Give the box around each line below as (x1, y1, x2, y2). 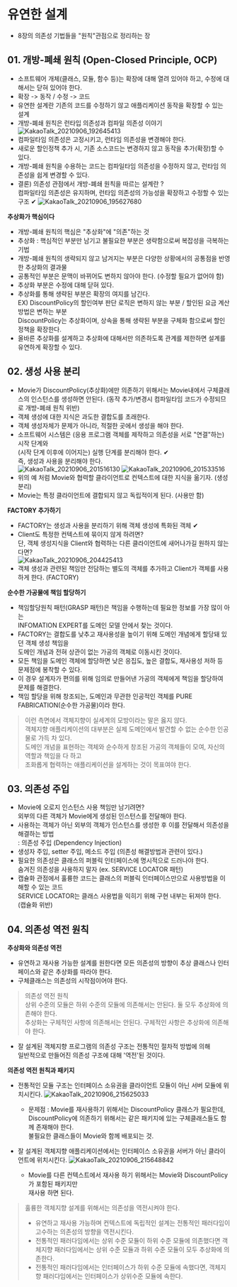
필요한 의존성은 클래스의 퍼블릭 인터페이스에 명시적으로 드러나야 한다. (17, 856, 209, 865)
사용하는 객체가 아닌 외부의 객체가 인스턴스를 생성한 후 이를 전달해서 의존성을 (17, 821, 230, 829)
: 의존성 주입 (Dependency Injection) (17, 838, 122, 847)
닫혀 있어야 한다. (36, 83, 83, 92)
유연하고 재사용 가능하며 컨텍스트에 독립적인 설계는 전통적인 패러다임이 (35, 1219, 231, 1227)
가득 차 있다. (37, 733, 72, 742)
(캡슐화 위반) (17, 901, 53, 909)
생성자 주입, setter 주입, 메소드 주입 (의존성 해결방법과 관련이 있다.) (17, 848, 203, 856)
